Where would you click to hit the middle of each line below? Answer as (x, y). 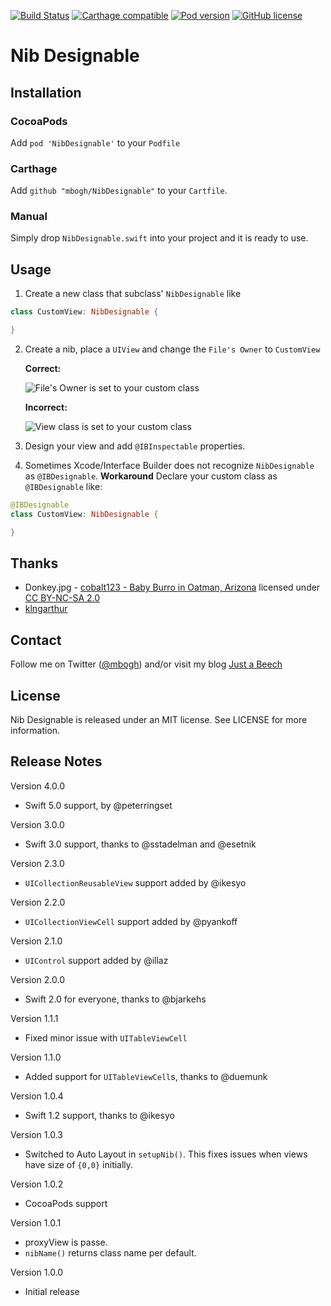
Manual (29, 217)
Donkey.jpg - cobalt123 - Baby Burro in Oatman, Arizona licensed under (172, 587)
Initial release (52, 1291)
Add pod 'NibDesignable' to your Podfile (95, 142)
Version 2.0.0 (37, 979)
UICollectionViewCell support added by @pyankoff (131, 921)
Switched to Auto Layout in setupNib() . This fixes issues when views (166, 1154)
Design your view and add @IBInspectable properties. (135, 446)
